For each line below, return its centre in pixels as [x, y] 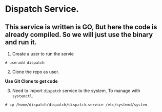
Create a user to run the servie [43, 54]
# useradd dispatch [25, 63]
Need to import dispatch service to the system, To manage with [76, 91]
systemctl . [23, 96]
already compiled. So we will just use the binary [79, 34]
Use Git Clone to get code [31, 81]
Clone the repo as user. [36, 72]
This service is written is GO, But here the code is [81, 27]
